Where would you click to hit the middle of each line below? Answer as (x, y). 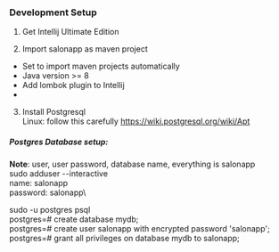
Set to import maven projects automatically (101, 66)
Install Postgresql (54, 112)
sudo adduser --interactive (59, 174)
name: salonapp (39, 183)
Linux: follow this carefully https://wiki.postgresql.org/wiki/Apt (136, 121)
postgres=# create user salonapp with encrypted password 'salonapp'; (139, 229)
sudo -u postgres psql (50, 210)
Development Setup (53, 12)
